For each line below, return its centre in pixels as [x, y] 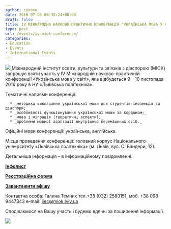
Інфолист [16, 166]
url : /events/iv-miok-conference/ [42, 34]
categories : [18, 39]
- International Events [31, 53]
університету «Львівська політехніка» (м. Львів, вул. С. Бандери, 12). [80, 146]
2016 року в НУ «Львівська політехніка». [50, 84]
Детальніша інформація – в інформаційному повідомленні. [69, 156]
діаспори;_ [17, 108]
